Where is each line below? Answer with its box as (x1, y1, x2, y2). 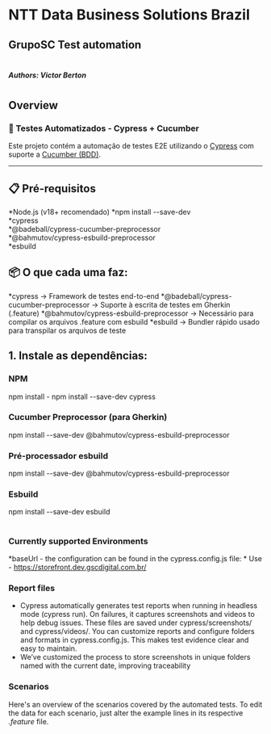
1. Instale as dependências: (8, 349, 148, 363)
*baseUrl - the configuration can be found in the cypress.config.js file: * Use (8, 554, 262, 564)
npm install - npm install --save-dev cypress (8, 392, 156, 401)
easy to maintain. (19, 644, 77, 653)
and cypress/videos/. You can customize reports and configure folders (19, 627, 256, 636)
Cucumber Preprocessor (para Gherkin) (8, 412, 168, 423)
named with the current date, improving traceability (19, 661, 191, 671)
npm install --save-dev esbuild (8, 507, 110, 517)
